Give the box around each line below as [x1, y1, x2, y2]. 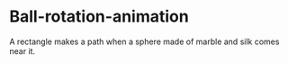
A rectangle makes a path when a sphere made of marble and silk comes [9, 36, 280, 47]
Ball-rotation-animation [9, 6, 189, 27]
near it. [9, 45, 36, 56]
